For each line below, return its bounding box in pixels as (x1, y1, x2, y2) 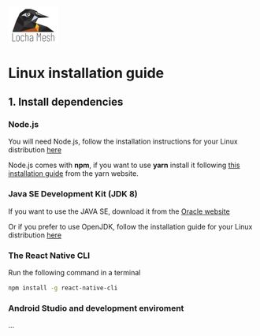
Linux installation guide (8, 64, 165, 82)
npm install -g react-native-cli (8, 284, 118, 293)
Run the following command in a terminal (8, 268, 141, 278)
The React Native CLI (8, 250, 91, 261)
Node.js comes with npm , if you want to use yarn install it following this (8, 160, 240, 170)
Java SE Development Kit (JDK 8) (8, 189, 138, 200)
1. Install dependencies (8, 95, 124, 109)
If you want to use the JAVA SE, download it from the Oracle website (8, 207, 230, 216)
